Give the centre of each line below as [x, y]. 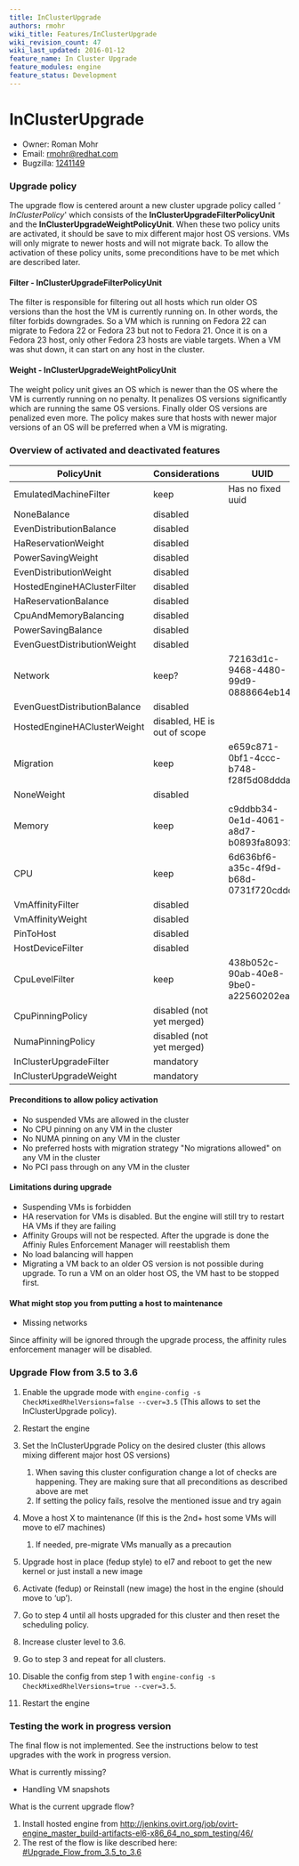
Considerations [186, 473]
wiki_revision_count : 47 [55, 42]
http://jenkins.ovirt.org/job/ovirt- [179, 1823]
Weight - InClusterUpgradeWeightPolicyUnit [93, 369]
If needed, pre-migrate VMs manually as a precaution [133, 1544]
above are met [62, 1490]
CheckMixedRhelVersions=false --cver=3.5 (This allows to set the [141, 1402]
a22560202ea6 [262, 996]
